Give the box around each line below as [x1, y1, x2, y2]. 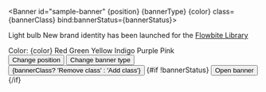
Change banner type [70, 56, 131, 64]
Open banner [214, 67, 254, 75]
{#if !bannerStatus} [146, 65, 209, 75]
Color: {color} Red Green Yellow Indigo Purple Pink [8, 46, 175, 55]
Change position [12, 56, 61, 64]
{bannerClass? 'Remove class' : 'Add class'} [12, 67, 141, 75]
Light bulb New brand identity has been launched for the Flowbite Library [8, 31, 248, 40]
